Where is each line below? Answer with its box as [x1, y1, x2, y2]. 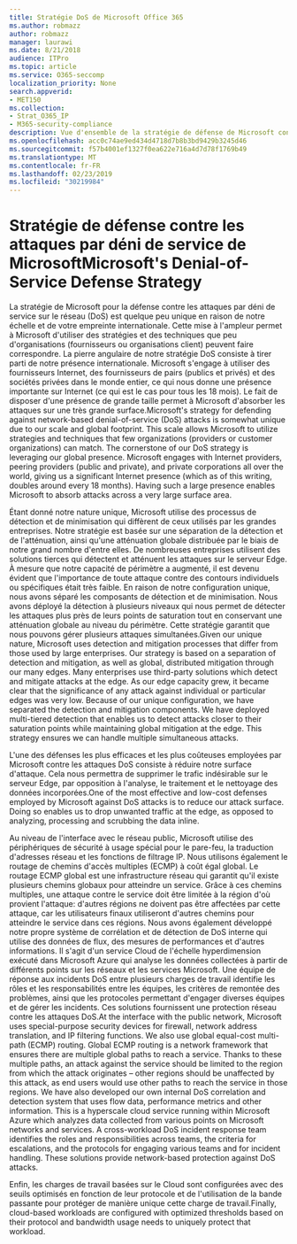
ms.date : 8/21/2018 [9, 46, 81, 55]
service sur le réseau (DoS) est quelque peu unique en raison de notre [9, 311, 265, 321]
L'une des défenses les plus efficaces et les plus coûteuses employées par [9, 750, 282, 761]
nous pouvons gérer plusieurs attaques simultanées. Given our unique [9, 630, 263, 640]
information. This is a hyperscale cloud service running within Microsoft [9, 1106, 270, 1117]
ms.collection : [9, 104, 65, 112]
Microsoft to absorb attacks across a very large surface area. [9, 490, 232, 500]
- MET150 [9, 95, 42, 104]
